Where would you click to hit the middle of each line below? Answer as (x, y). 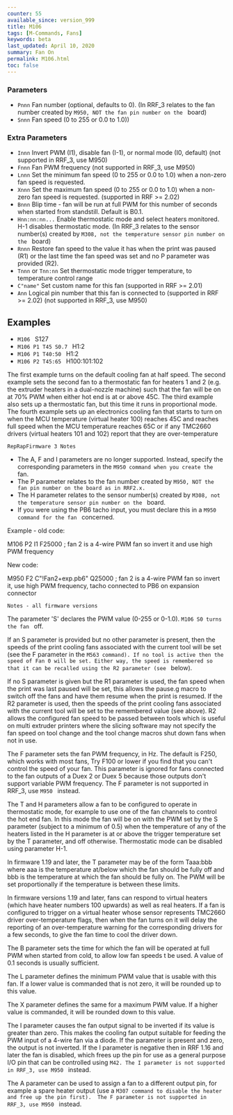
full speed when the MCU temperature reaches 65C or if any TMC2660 (109, 426)
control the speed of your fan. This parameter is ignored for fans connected (115, 769)
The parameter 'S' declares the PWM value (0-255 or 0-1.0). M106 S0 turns (115, 619)
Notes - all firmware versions (53, 606)
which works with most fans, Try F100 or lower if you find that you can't (110, 761)
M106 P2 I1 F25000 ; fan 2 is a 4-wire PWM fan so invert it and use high (110, 544)
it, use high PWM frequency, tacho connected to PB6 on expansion (103, 586)
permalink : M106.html (39, 59)
